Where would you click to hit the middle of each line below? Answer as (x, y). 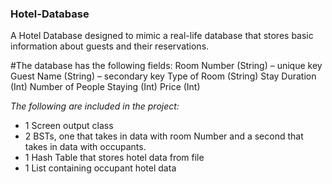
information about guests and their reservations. (110, 46)
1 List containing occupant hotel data (100, 168)
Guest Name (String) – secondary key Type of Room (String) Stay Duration (163, 76)
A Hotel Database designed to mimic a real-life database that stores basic (162, 36)
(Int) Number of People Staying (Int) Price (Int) (105, 87)
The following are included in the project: (95, 106)
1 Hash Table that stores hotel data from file (114, 158)
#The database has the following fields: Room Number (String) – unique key (166, 66)
